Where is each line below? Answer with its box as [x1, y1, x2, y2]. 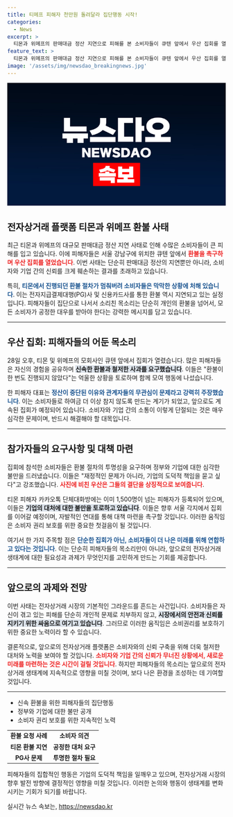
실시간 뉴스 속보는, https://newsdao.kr [7, 802, 113, 811]
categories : [7, 18, 42, 26]
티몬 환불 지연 [10, 743, 47, 751]
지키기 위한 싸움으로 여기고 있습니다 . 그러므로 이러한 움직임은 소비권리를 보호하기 [7, 618, 225, 628]
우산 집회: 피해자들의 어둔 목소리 [7, 337, 137, 348]
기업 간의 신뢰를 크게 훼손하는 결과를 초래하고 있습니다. [19, 267, 169, 276]
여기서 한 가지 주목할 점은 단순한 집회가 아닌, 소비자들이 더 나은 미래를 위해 [7, 535, 207, 544]
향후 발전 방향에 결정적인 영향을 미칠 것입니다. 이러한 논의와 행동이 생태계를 [7, 779, 211, 787]
